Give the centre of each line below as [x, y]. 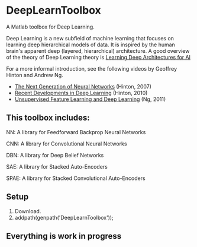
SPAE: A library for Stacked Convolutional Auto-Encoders [76, 178]
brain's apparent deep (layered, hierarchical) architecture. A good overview [98, 50]
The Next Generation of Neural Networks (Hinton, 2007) [83, 86]
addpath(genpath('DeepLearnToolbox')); [64, 217]
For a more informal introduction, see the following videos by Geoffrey [92, 68]
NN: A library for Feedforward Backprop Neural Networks [76, 132]
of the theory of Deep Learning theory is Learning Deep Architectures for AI [98, 57]
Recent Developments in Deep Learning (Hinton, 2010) [81, 93]
